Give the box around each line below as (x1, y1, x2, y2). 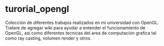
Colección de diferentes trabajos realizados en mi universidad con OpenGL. (5, 20, 159, 25)
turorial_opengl (5, 3, 69, 15)
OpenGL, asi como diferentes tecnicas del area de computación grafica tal (5, 30, 157, 36)
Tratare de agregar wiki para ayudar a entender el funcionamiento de (5, 24, 146, 30)
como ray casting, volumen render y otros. (5, 35, 92, 41)
